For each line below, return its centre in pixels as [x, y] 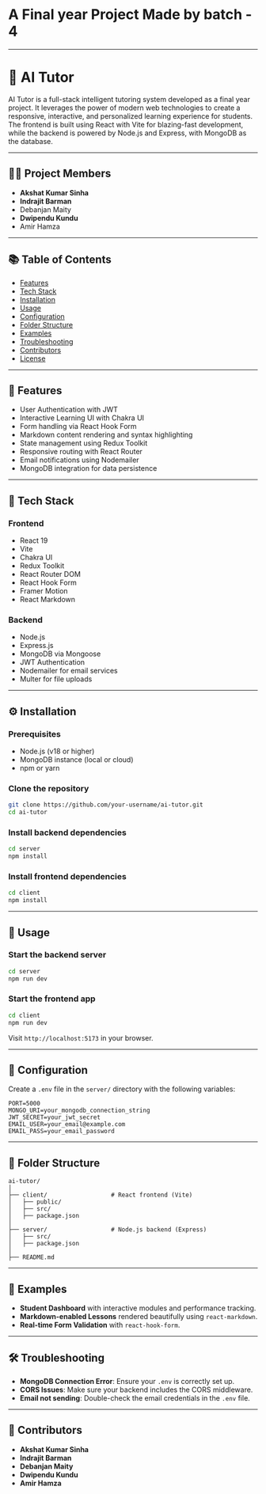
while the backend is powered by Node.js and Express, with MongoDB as [127, 133]
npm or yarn [40, 768]
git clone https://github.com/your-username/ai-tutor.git [106, 805]
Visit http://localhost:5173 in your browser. [81, 1037]
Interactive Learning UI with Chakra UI [82, 418]
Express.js [36, 646]
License [32, 358]
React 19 [34, 540]
